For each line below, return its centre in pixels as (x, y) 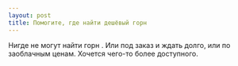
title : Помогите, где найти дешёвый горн (78, 23)
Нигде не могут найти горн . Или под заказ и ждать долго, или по (119, 45)
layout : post (30, 15)
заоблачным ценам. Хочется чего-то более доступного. (103, 53)
